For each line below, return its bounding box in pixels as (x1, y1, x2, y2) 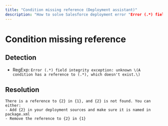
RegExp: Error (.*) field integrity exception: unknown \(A (12, 66, 141, 72)
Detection (5, 53, 36, 62)
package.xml (5, 112, 30, 117)
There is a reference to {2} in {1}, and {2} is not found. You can (5, 98, 151, 104)
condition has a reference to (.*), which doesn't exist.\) (12, 72, 140, 77)
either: (5, 103, 21, 108)
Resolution (5, 85, 39, 94)
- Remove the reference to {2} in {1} (5, 116, 86, 121)
